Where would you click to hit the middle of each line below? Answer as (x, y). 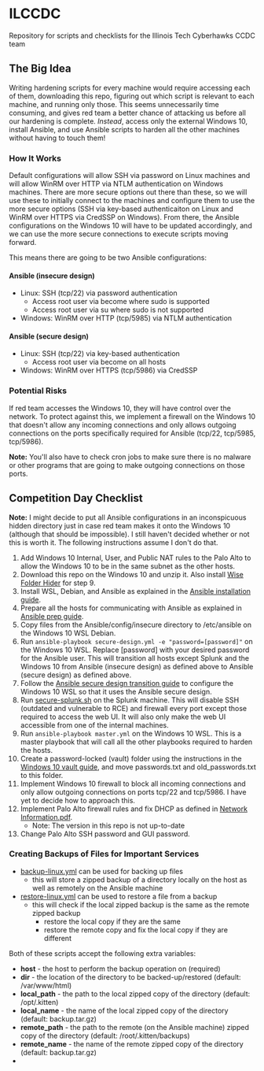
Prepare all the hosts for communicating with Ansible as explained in (131, 608)
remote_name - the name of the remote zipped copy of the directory (132, 1043)
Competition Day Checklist (76, 498)
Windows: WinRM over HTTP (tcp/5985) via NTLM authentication (126, 318)
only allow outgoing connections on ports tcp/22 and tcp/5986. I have (133, 791)
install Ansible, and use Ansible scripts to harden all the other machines (125, 129)
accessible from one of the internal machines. (94, 724)
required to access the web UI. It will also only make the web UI (123, 717)
